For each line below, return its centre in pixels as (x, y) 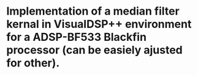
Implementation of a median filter (93, 11)
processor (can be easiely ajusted (94, 50)
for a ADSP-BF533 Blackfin (77, 37)
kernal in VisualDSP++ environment (99, 24)
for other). (33, 63)
